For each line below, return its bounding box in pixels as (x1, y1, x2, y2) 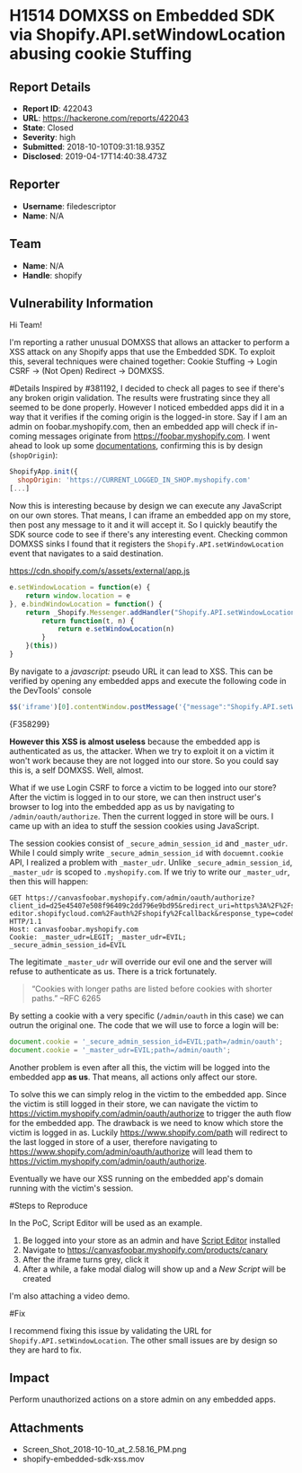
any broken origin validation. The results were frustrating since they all (9, 393, 271, 404)
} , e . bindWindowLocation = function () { (9, 599, 164, 608)
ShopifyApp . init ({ (9, 467, 78, 476)
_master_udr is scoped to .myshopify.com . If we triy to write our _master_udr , (9, 866, 290, 877)
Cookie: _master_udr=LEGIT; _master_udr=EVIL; (9, 932, 187, 942)
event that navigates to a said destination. (9, 548, 164, 559)
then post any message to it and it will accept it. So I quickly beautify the (9, 519, 278, 530)
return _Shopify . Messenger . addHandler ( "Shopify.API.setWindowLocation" (25, 608, 299, 617)
